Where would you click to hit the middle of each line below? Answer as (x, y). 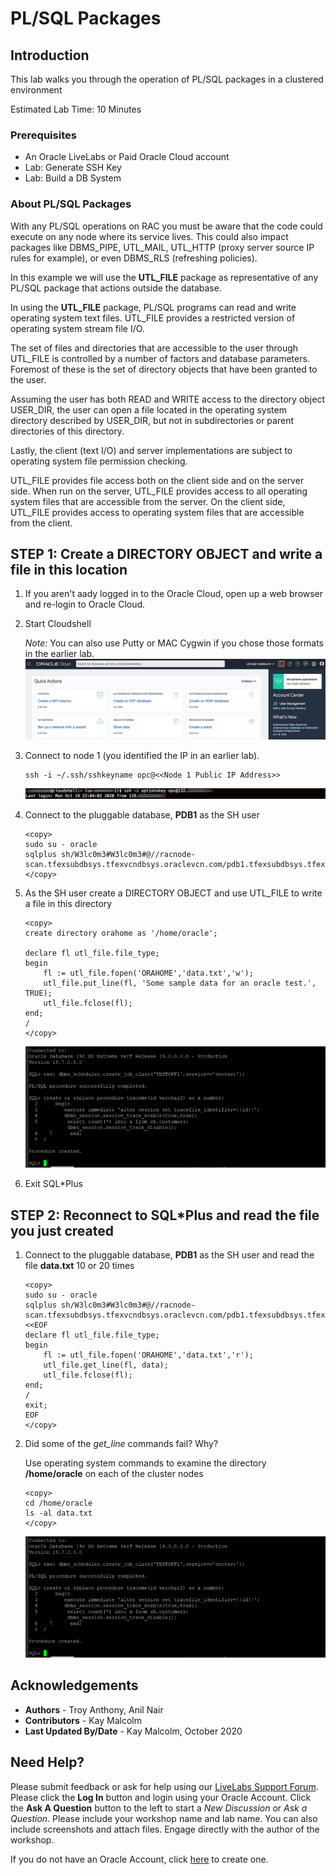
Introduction (50, 55)
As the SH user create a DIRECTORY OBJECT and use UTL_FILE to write (173, 893)
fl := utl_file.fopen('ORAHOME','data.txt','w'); (148, 973)
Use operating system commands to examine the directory (145, 1463)
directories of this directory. (67, 431)
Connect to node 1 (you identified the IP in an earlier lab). (142, 756)
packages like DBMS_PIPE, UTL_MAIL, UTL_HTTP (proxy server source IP (162, 247)
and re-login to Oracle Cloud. (85, 604)
